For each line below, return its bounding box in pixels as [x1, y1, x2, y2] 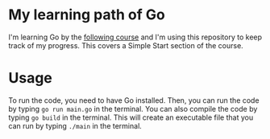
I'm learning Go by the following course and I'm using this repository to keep [8, 32, 263, 42]
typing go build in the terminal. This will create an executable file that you [8, 112, 254, 122]
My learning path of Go [8, 6, 165, 24]
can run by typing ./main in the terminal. [8, 121, 143, 130]
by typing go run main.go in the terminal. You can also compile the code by [8, 104, 258, 113]
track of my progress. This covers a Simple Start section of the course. [8, 40, 243, 50]
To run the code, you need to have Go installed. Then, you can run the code [8, 95, 260, 105]
